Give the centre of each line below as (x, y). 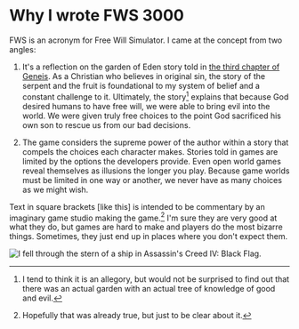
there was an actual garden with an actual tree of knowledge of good (149, 289)
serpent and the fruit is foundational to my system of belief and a (141, 85)
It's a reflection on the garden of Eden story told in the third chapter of (151, 67)
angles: (23, 49)
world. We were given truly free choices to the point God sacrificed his (152, 116)
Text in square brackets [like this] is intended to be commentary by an (137, 206)
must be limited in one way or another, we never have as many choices (152, 180)
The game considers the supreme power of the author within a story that (155, 142)
